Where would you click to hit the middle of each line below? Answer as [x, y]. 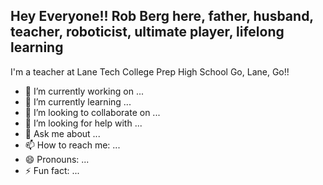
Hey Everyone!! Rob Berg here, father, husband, [162, 16]
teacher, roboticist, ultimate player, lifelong [147, 32]
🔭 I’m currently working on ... [84, 91]
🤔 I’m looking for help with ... [83, 123]
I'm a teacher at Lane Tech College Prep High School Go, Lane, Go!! [150, 71]
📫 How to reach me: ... [72, 145]
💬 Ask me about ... [62, 133]
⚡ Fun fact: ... [52, 170]
